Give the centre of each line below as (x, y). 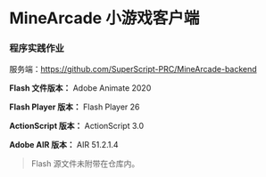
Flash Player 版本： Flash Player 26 (75, 107)
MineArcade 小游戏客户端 (104, 18)
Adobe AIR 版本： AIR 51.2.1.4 (64, 145)
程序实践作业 (37, 48)
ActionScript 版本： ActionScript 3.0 (77, 126)
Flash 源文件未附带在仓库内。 (85, 164)
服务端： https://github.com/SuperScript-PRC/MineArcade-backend (133, 69)
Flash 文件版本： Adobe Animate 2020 (80, 88)
